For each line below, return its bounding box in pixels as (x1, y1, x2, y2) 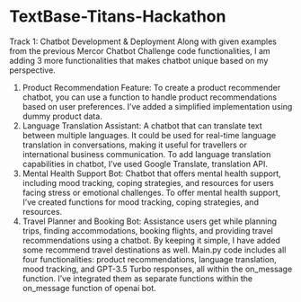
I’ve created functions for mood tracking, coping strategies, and (22, 196, 259, 208)
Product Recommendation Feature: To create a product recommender (22, 82, 281, 93)
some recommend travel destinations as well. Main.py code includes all (22, 244, 287, 255)
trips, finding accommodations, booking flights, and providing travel (22, 225, 274, 235)
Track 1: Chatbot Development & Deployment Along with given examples (9, 36, 277, 47)
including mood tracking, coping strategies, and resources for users (22, 177, 274, 188)
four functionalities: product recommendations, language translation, (22, 253, 277, 264)
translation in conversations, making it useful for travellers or (22, 139, 247, 150)
